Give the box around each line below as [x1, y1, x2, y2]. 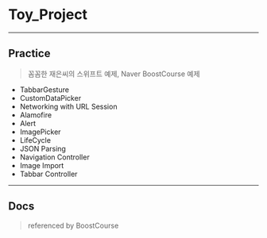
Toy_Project [8, 6, 88, 24]
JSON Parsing [19, 144, 66, 153]
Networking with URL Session [19, 102, 118, 111]
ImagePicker [19, 127, 61, 136]
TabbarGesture [19, 85, 70, 94]
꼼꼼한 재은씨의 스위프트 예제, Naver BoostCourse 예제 [27, 69, 200, 79]
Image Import [19, 160, 64, 170]
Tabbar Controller [19, 169, 78, 178]
